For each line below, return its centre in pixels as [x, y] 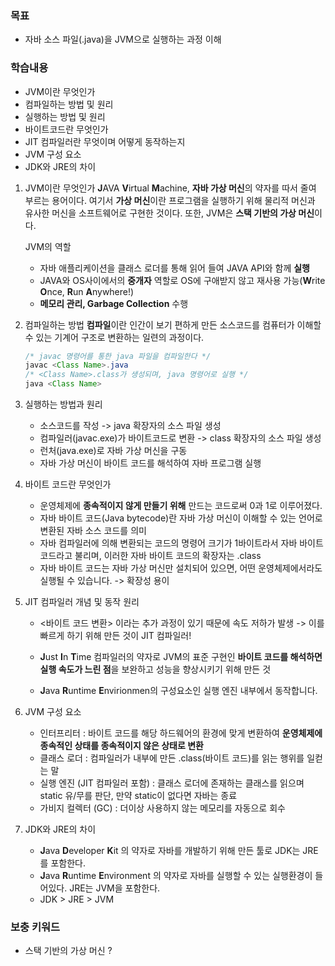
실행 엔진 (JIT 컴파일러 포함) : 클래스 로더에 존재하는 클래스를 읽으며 [172, 783]
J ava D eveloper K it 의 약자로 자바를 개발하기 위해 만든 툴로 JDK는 [170, 851]
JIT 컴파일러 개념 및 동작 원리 [82, 602]
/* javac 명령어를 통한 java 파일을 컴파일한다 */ [118, 356]
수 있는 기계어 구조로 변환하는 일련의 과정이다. [114, 337]
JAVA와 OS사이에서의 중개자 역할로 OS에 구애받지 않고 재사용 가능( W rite [182, 280]
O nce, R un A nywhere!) [87, 291]
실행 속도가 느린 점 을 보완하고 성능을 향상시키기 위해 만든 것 [155, 669]
